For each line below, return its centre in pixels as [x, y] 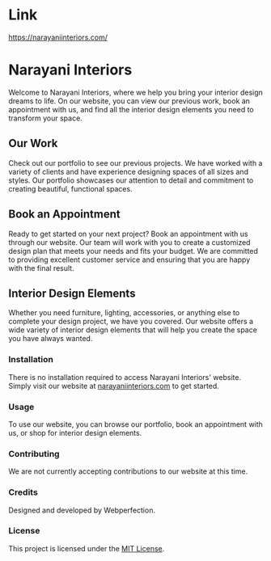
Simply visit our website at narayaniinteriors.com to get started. [114, 386]
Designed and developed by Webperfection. [82, 510]
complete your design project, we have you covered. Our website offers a [131, 322]
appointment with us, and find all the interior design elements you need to [131, 109]
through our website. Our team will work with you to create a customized [129, 242]
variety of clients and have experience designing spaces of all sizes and [129, 171]
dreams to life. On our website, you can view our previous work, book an [129, 101]
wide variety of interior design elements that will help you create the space [133, 330]
